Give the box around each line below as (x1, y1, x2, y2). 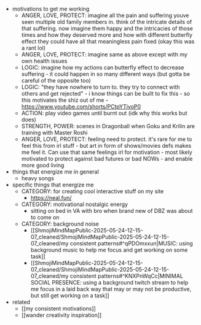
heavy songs (21, 175, 54, 182)
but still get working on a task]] (30, 292, 109, 299)
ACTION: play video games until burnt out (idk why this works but (21, 110, 187, 117)
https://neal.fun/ (30, 194, 72, 201)
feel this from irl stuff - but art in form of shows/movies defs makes (21, 142, 192, 149)
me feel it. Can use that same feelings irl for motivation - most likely (21, 148, 192, 156)
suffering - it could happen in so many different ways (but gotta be (21, 71, 191, 77)
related (12, 299, 31, 305)
